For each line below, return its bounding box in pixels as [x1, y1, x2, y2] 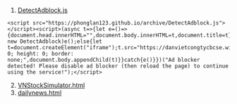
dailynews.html [17, 89, 62, 97]
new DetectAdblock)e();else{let [7, 38, 102, 45]
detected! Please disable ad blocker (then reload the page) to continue [7, 63, 229, 70]
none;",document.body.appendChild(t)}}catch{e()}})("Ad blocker [7, 56, 200, 63]
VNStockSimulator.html [17, 81, 85, 89]
